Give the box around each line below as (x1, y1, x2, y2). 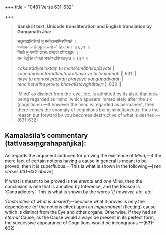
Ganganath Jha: (17, 29, 51, 34)
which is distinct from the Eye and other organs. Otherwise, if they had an (5, 209, 157, 215)
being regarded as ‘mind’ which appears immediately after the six (17, 96, 152, 102)
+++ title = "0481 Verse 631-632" (5, 4, 74, 10)
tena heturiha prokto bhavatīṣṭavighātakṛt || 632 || (17, 81, 121, 87)
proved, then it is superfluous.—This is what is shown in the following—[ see (5, 163, 161, 169)
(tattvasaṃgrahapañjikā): (5, 139, 86, 148)
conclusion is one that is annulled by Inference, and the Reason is (5, 183, 140, 189)
